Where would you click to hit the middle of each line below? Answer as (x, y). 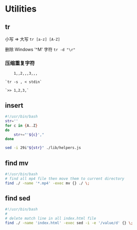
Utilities (21, 9)
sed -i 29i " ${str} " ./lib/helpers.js (43, 148)
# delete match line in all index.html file (51, 219)
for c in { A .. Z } (21, 125)
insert (14, 105)
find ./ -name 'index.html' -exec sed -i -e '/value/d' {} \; (69, 223)
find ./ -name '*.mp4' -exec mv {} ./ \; (47, 183)
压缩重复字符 (20, 63)
